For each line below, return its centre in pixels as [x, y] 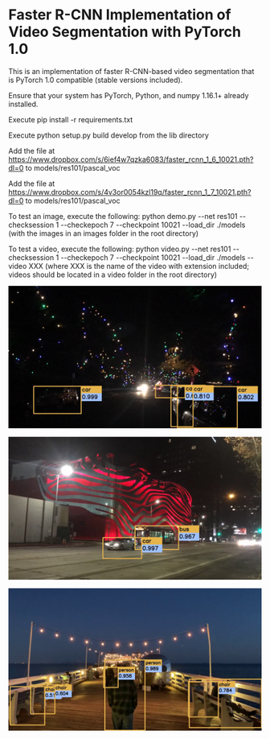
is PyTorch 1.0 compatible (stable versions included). [96, 80]
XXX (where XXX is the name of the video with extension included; [139, 266]
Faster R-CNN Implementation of [120, 15]
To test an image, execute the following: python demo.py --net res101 [123, 216]
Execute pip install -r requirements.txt [71, 119]
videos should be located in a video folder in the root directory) [113, 275]
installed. [23, 104]
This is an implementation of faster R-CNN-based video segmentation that [131, 71]
